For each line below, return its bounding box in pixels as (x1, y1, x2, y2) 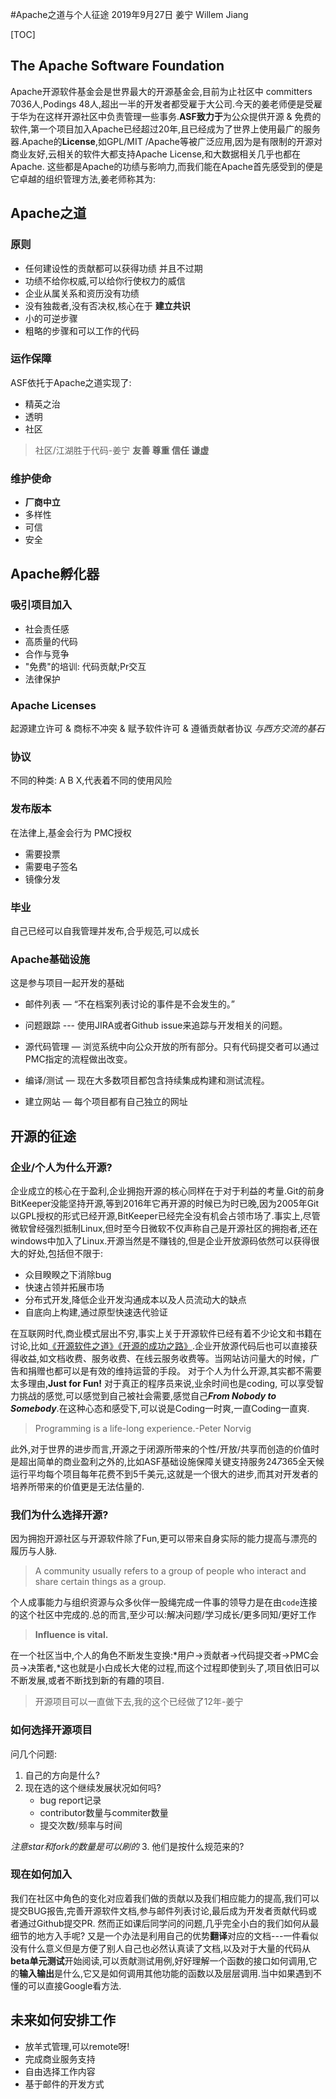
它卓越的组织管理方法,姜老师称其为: (10, 173, 157, 185)
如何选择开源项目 (10, 1723, 93, 1737)
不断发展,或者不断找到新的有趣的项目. (10, 1674, 165, 1687)
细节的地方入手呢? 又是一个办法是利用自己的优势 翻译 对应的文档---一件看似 (10, 1929, 319, 1942)
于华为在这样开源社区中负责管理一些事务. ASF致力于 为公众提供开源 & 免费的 (10, 110, 322, 122)
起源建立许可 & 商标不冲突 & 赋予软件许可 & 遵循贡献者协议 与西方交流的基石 (10, 723, 325, 735)
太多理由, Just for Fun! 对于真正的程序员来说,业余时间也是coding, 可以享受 (10, 1377, 316, 1389)
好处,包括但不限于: (27, 1247, 104, 1259)
